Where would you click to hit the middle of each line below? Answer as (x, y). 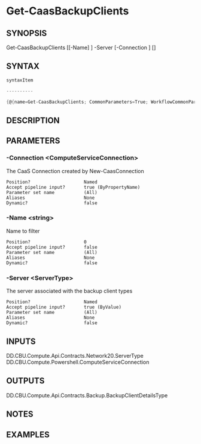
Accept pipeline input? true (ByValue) (64, 307)
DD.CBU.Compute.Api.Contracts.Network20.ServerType (75, 355)
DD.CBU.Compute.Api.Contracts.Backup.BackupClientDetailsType (87, 395)
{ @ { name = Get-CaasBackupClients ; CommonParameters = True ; (77, 102)
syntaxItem (20, 80)
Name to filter (23, 231)
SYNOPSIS (27, 33)
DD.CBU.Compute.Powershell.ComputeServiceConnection (78, 362)
